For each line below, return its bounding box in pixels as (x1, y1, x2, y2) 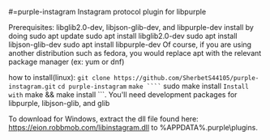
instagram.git (8, 83, 57, 91)
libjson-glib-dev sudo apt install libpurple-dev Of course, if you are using (8, 40, 252, 49)
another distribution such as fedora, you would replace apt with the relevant (8, 49, 262, 57)
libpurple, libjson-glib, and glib (8, 99, 110, 108)
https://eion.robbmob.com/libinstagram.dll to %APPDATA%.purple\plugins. (8, 123, 258, 132)
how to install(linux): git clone (8, 73, 111, 82)
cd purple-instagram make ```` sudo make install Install (58, 81, 249, 91)
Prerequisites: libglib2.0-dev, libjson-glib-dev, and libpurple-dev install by (8, 23, 254, 32)
